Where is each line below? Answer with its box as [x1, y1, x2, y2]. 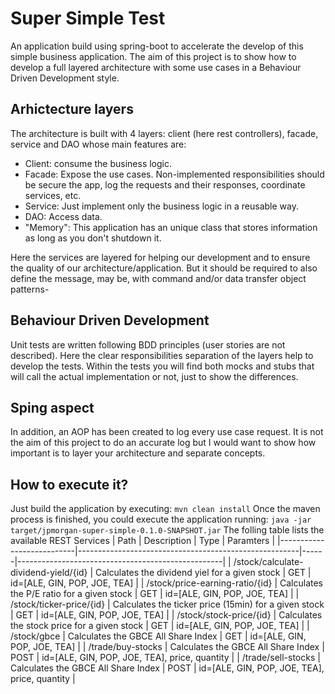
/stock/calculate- [233, 556, 304, 568]
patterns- [10, 283, 50, 295]
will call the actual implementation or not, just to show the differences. [10, 370, 299, 382]
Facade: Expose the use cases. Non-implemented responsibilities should [24, 168, 325, 180]
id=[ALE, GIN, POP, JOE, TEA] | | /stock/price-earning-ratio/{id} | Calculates [10, 577, 323, 589]
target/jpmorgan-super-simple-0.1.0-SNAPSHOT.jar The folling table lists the [10, 524, 325, 536]
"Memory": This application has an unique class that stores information [24, 221, 318, 233]
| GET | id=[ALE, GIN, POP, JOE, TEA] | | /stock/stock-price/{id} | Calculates [10, 609, 323, 621]
